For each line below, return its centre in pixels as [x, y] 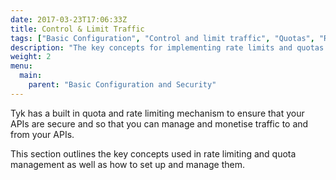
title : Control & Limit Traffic [77, 29]
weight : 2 [31, 57]
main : [31, 76]
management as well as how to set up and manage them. [128, 164]
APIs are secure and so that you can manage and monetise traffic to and [159, 123]
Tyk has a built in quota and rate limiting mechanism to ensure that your [157, 113]
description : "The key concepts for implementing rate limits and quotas [167, 47]
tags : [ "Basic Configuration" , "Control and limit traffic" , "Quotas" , [162, 38]
